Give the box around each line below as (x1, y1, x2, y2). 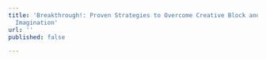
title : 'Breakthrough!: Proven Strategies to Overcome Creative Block (8, 11, 246, 19)
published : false (8, 33, 66, 41)
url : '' (8, 26, 34, 34)
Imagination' (15, 19, 59, 26)
